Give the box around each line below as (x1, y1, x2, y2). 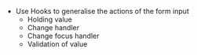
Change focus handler (27, 31, 100, 40)
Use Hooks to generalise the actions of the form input (15, 7, 190, 15)
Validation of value (27, 40, 88, 49)
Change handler (27, 23, 80, 32)
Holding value (27, 15, 73, 24)
